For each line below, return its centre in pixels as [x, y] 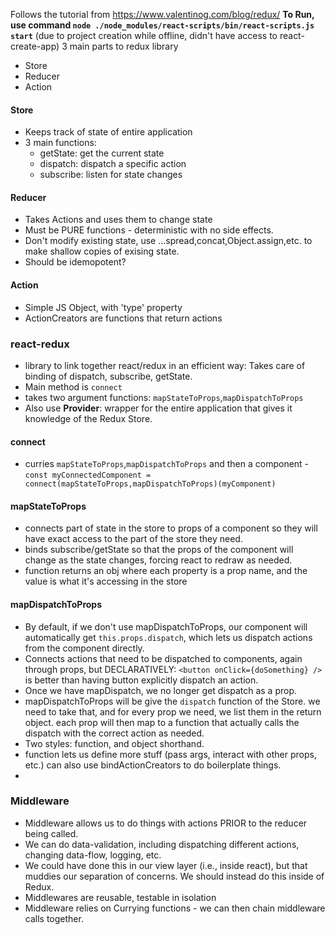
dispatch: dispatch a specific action [113, 164]
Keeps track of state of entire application [108, 132]
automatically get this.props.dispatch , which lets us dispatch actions [168, 637]
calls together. [54, 918]
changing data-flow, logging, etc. [93, 855]
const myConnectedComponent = [88, 475]
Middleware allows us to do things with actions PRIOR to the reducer [166, 823]
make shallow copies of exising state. [102, 251]
